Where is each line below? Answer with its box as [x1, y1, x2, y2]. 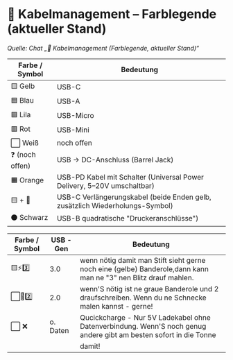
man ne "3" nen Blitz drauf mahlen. [79, 273, 194, 282]
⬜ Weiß [10, 138, 40, 148]
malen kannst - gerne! [79, 301, 153, 311]
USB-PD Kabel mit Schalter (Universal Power [56, 172, 205, 182]
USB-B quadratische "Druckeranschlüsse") [56, 214, 199, 223]
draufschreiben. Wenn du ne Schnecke [79, 293, 207, 302]
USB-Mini [56, 125, 90, 135]
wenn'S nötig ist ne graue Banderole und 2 [79, 284, 219, 293]
